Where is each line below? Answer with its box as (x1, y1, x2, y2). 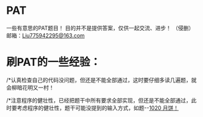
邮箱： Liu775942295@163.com (6, 31, 85, 39)
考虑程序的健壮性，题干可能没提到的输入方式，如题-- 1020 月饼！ (16, 104, 179, 112)
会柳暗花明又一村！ (6, 84, 55, 91)
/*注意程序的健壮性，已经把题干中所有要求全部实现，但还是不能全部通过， (6, 96, 192, 104)
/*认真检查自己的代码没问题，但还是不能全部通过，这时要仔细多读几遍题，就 (6, 76, 197, 83)
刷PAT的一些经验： (6, 55, 101, 69)
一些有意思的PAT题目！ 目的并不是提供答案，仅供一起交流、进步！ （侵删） (6, 24, 195, 31)
